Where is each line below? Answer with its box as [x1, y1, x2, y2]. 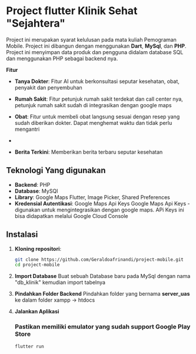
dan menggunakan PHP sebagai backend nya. [6, 55, 118, 62]
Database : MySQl [14, 187, 58, 194]
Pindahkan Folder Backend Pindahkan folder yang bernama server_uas [14, 290, 190, 297]
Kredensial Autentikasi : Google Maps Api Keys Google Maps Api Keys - [14, 200, 190, 207]
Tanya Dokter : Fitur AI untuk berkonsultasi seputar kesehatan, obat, [14, 78, 180, 85]
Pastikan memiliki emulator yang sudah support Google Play [14, 323, 191, 331]
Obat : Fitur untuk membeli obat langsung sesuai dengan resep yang [14, 113, 180, 120]
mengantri [14, 125, 40, 133]
